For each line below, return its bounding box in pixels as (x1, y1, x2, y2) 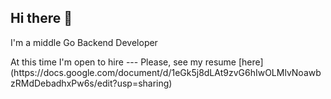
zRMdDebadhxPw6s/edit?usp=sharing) (10, 77, 173, 89)
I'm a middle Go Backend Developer (10, 36, 158, 48)
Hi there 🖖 (10, 10, 73, 27)
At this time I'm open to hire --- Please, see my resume (10, 56, 237, 68)
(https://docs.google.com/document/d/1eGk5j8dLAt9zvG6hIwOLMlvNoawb (10, 66, 322, 78)
